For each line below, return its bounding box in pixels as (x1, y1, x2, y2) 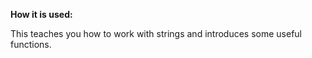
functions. (10, 39, 52, 50)
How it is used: (10, 9, 73, 20)
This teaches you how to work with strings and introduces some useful (10, 28, 302, 39)
